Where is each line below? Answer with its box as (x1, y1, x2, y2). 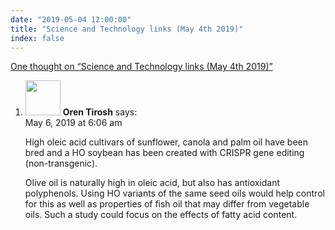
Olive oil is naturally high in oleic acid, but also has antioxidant (24, 177, 281, 189)
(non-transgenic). (24, 157, 98, 170)
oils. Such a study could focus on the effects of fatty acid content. (24, 209, 298, 221)
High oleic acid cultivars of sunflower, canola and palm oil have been (24, 136, 308, 148)
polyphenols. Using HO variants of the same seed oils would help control (24, 187, 325, 200)
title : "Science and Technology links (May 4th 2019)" (10, 24, 244, 34)
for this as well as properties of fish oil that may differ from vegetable (24, 198, 310, 210)
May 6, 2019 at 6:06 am (24, 117, 123, 129)
